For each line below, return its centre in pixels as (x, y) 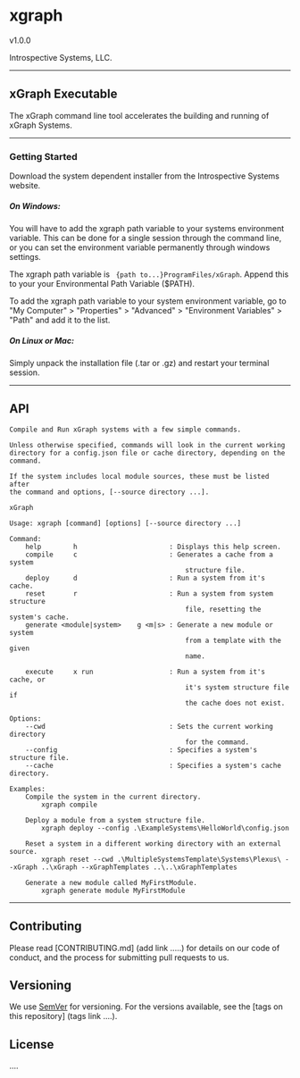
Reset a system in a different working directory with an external (153, 844)
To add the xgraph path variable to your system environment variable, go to (148, 301)
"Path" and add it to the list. (60, 320)
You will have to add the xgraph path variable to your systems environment (147, 229)
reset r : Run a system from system (150, 593)
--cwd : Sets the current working (150, 726)
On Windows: (35, 205)
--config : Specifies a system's (141, 750)
